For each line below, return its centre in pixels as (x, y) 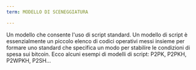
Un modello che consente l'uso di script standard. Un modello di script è (97, 35)
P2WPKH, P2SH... (29, 60)
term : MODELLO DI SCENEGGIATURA (47, 12)
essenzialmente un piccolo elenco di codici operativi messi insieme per (96, 41)
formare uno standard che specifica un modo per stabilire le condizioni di (98, 47)
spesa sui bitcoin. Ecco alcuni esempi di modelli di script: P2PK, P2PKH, (96, 54)
